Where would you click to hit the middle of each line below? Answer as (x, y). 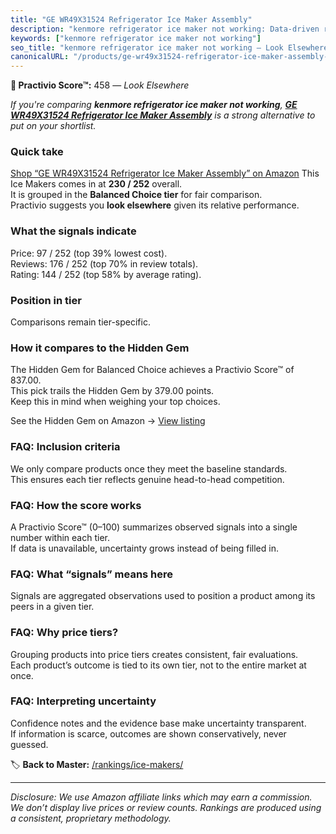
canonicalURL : (40, 57)
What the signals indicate (73, 231)
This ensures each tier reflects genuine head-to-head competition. (147, 479)
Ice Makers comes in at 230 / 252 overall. (96, 184)
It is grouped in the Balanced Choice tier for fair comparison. (136, 195)
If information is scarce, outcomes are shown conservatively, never (148, 733)
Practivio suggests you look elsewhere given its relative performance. (155, 205)
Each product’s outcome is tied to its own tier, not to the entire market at (158, 665)
